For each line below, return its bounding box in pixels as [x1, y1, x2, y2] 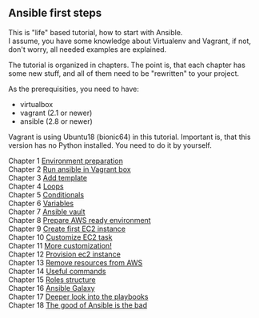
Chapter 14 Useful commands [8, 266, 106, 276]
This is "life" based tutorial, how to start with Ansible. [8, 27, 183, 37]
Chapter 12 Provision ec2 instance [8, 249, 122, 259]
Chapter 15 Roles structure [8, 275, 96, 284]
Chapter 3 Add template [8, 173, 88, 182]
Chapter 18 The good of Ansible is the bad [8, 300, 148, 310]
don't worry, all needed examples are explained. [8, 44, 166, 54]
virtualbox [19, 99, 54, 109]
